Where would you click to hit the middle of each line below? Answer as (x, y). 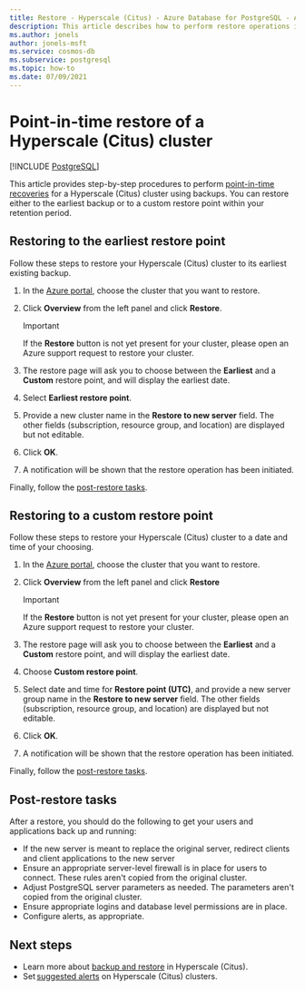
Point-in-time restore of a (107, 121)
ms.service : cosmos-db (52, 52)
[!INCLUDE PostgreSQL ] (54, 166)
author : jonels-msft (49, 43)
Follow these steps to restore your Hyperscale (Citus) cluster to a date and (149, 537)
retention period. (41, 212)
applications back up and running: (73, 831)
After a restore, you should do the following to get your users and (132, 821)
